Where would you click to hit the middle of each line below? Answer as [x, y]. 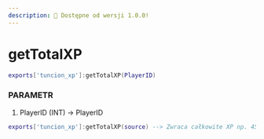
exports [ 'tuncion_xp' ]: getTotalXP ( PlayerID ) [82, 75]
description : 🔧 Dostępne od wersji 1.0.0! [79, 15]
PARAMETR [31, 95]
